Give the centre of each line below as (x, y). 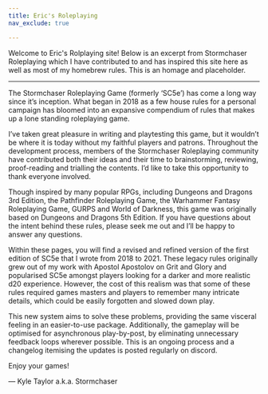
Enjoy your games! (39, 365)
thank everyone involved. (50, 176)
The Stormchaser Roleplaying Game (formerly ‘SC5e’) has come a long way (132, 93)
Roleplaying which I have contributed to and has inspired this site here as (128, 62)
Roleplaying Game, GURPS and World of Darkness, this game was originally (132, 209)
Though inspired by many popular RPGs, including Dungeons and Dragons (130, 192)
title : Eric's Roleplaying (53, 16)
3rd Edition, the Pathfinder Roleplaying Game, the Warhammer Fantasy (124, 200)
